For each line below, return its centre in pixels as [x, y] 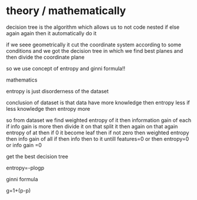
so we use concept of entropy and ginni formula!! [66, 68]
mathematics [22, 80]
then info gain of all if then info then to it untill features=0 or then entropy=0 [98, 138]
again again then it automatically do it [51, 33]
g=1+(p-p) [19, 190]
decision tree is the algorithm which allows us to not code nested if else [93, 27]
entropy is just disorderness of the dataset [57, 91]
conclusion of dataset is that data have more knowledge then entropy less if [98, 102]
